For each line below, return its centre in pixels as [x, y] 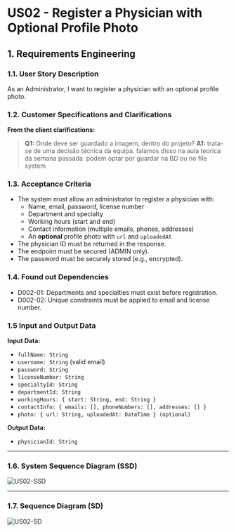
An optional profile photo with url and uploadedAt [100, 237]
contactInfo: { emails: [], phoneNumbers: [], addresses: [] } [112, 407]
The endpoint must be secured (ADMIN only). [83, 251]
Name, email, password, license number [86, 207]
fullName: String [43, 355]
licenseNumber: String [51, 378]
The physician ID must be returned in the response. [92, 244]
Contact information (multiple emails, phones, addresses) [111, 229]
